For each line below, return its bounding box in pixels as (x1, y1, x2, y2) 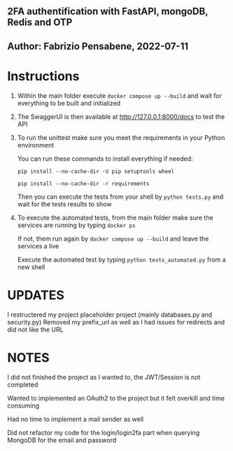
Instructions (7, 68, 80, 84)
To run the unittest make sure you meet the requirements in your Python (17, 133, 225, 142)
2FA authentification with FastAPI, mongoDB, (7, 6, 209, 17)
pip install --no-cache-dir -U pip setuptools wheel (17, 168, 175, 175)
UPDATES (7, 287, 65, 303)
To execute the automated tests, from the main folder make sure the (17, 213, 213, 222)
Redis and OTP (7, 17, 73, 29)
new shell (17, 262, 45, 271)
